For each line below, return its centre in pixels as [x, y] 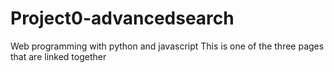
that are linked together [58, 56]
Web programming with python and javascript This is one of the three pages [167, 46]
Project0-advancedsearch [122, 18]
